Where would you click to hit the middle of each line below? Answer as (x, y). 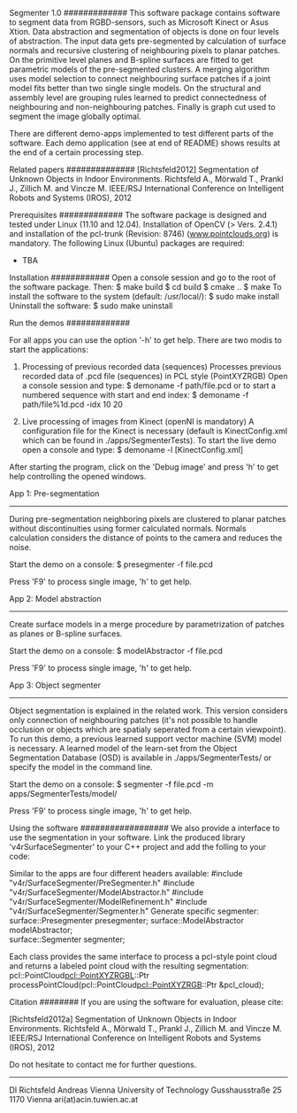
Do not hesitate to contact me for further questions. (103, 1064)
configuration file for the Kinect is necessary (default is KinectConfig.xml (155, 431)
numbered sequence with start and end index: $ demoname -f (135, 395)
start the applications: (49, 350)
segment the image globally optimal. (75, 116)
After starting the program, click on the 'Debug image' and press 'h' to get (144, 467)
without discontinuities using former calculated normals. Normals (128, 528)
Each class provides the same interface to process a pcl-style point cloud (143, 957)
